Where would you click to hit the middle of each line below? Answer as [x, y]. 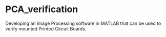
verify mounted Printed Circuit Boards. [46, 28]
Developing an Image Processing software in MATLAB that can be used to [83, 23]
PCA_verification [42, 9]
